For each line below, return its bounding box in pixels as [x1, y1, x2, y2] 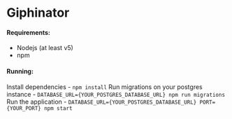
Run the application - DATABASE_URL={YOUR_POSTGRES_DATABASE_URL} [6, 97, 197, 106]
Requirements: [6, 28, 50, 36]
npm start [43, 104, 73, 112]
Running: [6, 67, 34, 75]
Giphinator [6, 5, 70, 21]
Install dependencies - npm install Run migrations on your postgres [6, 82, 203, 91]
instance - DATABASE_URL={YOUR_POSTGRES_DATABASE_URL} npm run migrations [6, 90, 225, 98]
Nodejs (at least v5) [16, 44, 74, 52]
